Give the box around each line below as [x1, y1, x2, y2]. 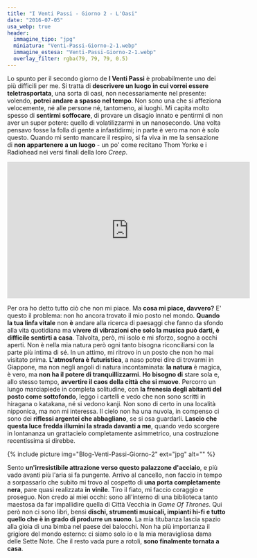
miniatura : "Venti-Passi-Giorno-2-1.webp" [13, 42, 138, 49]
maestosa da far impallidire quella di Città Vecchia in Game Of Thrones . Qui [7, 500, 222, 508]
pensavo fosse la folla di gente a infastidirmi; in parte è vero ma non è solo [7, 125, 220, 134]
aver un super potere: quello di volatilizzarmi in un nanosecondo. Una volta [7, 119, 221, 127]
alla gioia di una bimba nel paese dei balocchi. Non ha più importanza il [7, 522, 210, 530]
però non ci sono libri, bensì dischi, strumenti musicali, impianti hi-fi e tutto [7, 507, 226, 516]
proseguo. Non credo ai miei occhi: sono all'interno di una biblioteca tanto [7, 493, 218, 501]
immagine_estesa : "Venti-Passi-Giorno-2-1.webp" [13, 49, 157, 56]
